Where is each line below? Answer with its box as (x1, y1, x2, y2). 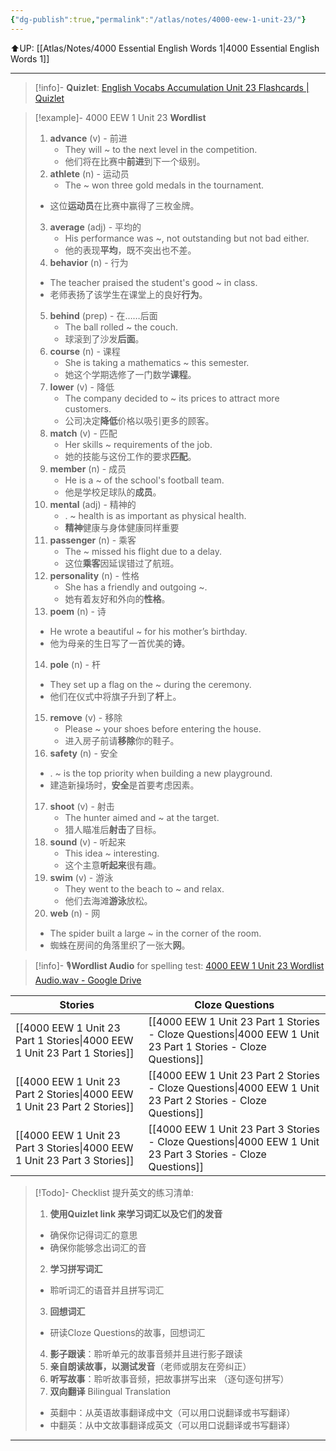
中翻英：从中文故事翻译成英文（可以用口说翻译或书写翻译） (49, 1419, 296, 1431)
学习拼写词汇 (49, 1262, 103, 1275)
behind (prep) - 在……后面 (49, 309, 158, 321)
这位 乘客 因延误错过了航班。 (64, 557, 180, 569)
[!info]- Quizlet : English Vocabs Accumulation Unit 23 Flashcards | (34, 81, 310, 93)
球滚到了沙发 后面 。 (64, 332, 145, 345)
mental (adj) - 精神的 (49, 498, 137, 510)
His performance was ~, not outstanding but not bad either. (64, 232, 310, 244)
